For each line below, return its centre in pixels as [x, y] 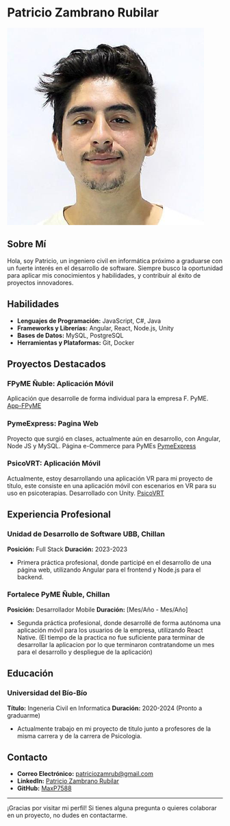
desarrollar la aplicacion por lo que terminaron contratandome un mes [116, 644]
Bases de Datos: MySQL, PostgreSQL [70, 335]
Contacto [27, 757]
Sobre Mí [27, 244]
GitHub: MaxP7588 [44, 788]
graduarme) [24, 715]
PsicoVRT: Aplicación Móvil [54, 463]
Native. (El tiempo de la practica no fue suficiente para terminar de [111, 637]
